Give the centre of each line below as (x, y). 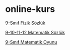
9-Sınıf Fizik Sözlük (25, 23)
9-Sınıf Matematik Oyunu (31, 42)
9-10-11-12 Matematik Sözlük (35, 32)
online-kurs (30, 9)
